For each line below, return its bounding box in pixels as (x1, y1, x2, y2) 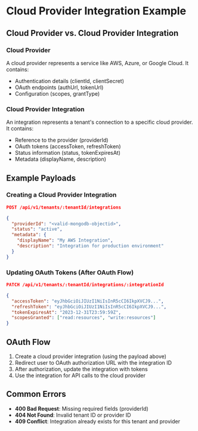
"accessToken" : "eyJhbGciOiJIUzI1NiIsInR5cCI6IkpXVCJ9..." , (11, 298, 164, 304)
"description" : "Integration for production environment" (17, 243, 164, 249)
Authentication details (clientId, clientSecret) (14, 77, 124, 84)
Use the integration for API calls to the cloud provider (14, 372, 146, 379)
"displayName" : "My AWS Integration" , (17, 237, 113, 243)
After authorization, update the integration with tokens (14, 365, 148, 372)
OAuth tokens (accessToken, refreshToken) (14, 143, 121, 150)
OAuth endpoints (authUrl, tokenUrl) (14, 84, 104, 91)
